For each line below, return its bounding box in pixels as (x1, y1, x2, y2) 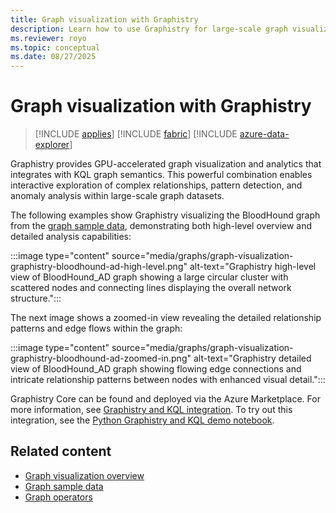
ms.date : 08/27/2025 (10, 52, 97, 62)
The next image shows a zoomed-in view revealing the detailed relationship (10, 312, 322, 324)
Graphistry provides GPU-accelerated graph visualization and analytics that (10, 158, 322, 170)
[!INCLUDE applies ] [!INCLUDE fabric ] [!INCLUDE (34, 128, 238, 140)
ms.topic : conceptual (10, 42, 101, 53)
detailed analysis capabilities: (10, 231, 132, 243)
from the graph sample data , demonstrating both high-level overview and (10, 220, 313, 232)
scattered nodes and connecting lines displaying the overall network (10, 282, 292, 294)
